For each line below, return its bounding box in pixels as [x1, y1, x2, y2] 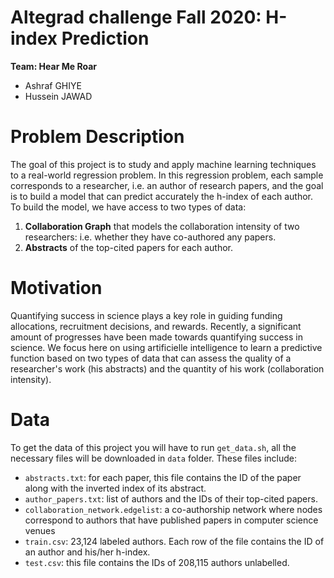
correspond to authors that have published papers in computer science [24, 514, 319, 526]
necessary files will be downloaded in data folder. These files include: [10, 452, 298, 464]
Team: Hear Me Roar [10, 60, 97, 72]
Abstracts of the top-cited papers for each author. [24, 241, 234, 253]
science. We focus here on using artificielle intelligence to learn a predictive [10, 341, 323, 353]
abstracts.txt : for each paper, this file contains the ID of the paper [24, 471, 302, 483]
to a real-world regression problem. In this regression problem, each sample [10, 169, 324, 181]
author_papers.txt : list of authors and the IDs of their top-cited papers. [24, 492, 318, 505]
